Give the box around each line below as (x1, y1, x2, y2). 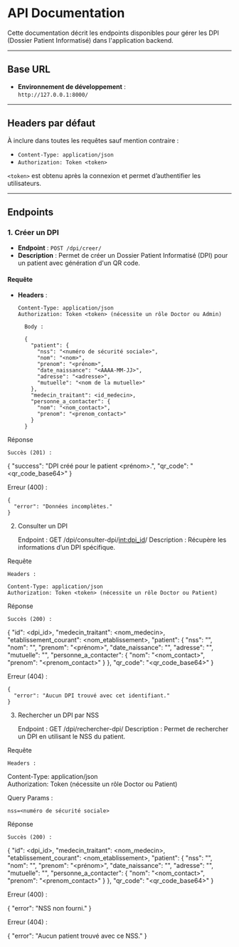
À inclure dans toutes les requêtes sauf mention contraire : (7, 136, 179, 145)
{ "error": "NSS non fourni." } (7, 904, 92, 913)
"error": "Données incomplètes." (14, 503, 113, 511)
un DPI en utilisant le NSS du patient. (17, 732, 126, 741)
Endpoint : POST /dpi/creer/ (17, 244, 102, 252)
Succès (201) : (7, 449, 53, 456)
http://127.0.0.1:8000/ (17, 91, 89, 98)
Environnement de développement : (17, 82, 127, 90)
